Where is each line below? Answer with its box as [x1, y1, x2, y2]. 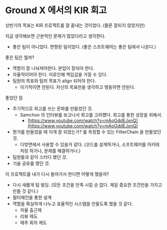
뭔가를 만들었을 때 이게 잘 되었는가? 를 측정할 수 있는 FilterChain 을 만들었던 [12, 129, 161, 135]
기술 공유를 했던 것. [12, 160, 50, 166]
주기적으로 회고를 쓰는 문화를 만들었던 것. [12, 105, 93, 111]
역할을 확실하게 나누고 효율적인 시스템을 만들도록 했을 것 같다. [12, 200, 133, 207]
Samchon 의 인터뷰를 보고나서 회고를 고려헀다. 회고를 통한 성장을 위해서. [20, 111, 162, 118]
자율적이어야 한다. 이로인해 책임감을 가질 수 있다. [12, 71, 108, 77]
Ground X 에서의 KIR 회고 [5, 5, 107, 16]
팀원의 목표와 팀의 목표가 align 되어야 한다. [12, 78, 96, 84]
